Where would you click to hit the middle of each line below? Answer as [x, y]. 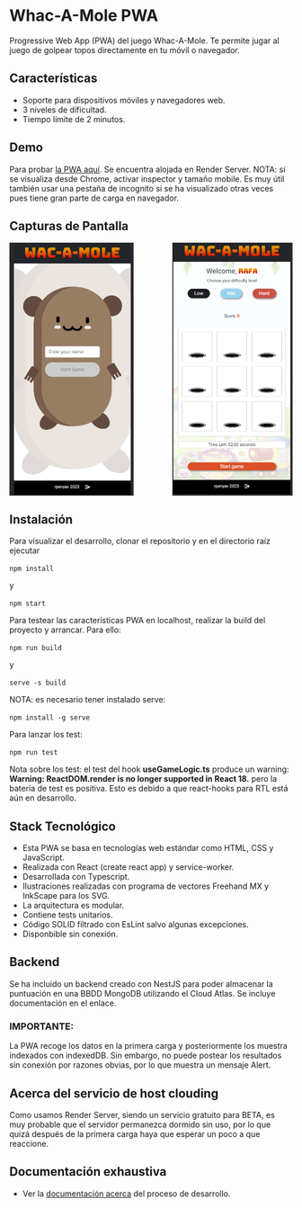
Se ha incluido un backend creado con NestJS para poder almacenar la [142, 984]
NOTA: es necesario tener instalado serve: [88, 700]
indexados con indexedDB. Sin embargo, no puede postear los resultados [146, 1056]
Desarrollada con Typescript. [76, 877]
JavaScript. [44, 857]
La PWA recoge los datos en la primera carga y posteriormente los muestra [148, 1046]
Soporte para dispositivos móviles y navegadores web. [124, 100]
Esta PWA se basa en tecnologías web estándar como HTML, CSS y [148, 848]
